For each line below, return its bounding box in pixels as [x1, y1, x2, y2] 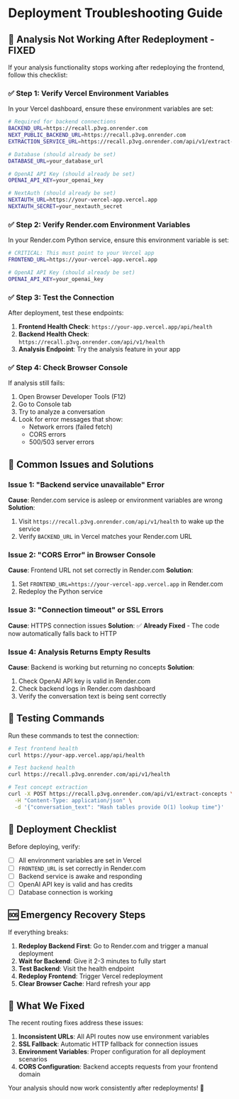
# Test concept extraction [8, 784, 88, 791]
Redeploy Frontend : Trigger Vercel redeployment [18, 971, 163, 980]
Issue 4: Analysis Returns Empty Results [8, 647, 151, 657]
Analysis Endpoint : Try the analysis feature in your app [18, 345, 181, 354]
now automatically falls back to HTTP [8, 629, 117, 638]
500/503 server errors [28, 438, 95, 447]
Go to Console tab [18, 400, 72, 409]
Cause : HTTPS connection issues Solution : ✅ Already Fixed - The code [8, 621, 220, 630]
